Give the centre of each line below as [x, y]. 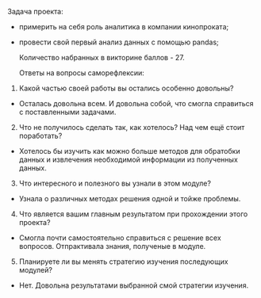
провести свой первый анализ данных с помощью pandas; [119, 42]
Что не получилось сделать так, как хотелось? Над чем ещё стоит [132, 127]
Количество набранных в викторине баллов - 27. [102, 57]
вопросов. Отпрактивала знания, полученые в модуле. [112, 246]
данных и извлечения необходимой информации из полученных [129, 159]
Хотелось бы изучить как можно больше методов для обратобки [129, 151]
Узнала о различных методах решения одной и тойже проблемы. [130, 199]
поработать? [40, 136]
